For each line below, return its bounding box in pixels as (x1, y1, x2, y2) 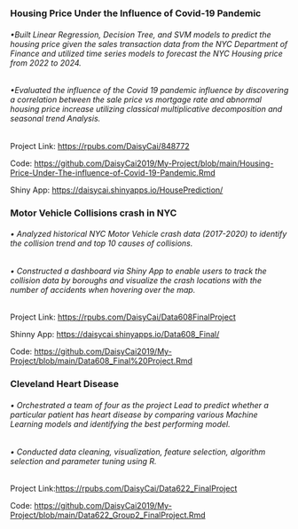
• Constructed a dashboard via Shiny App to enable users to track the (10, 265, 267, 276)
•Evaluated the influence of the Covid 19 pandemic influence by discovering (10, 85, 289, 96)
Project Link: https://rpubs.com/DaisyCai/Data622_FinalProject (10, 483, 238, 494)
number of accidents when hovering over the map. (10, 284, 196, 295)
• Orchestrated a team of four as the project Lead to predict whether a (10, 399, 270, 410)
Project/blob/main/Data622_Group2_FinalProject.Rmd (10, 509, 207, 521)
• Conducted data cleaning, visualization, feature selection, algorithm (10, 446, 266, 457)
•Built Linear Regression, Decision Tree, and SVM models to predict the (10, 29, 271, 40)
